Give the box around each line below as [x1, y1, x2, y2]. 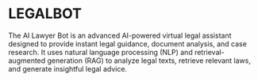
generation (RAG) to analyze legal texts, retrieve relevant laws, [47, 56, 252, 65]
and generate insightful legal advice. [8, 64, 128, 73]
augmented [8, 56, 46, 65]
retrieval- [194, 47, 225, 57]
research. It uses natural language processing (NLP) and [8, 47, 193, 57]
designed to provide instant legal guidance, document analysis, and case [8, 39, 248, 48]
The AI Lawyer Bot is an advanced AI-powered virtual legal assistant [8, 31, 232, 40]
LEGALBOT [8, 5, 82, 23]
